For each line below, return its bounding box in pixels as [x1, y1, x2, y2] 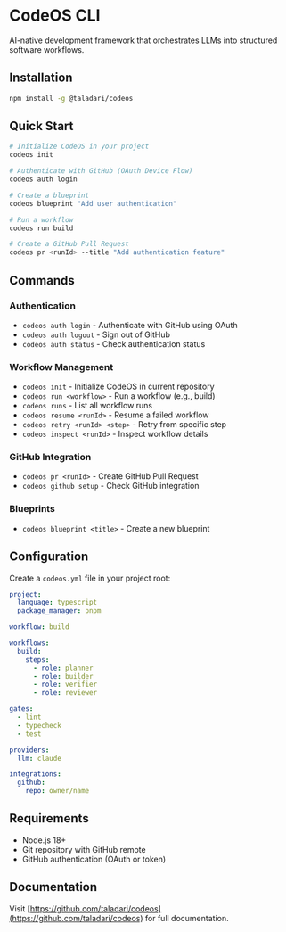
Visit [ [9, 903, 31, 914]
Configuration [9, 549, 89, 565]
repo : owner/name [25, 787, 90, 796]
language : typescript [17, 598, 98, 607]
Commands [9, 273, 76, 288]
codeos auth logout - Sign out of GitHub [21, 329, 171, 340]
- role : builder [32, 672, 94, 680]
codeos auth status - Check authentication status [21, 338, 206, 349]
